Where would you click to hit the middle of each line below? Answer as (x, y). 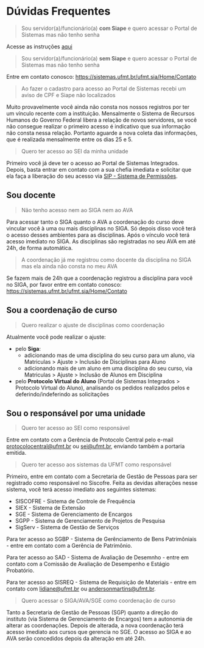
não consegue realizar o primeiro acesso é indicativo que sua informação (98, 126)
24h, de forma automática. (40, 248)
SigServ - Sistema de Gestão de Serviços (67, 528)
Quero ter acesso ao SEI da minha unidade (75, 151)
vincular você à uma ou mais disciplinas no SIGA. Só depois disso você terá (101, 228)
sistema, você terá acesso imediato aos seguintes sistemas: (82, 490)
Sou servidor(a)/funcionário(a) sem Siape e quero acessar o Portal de (109, 58)
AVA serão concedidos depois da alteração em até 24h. (76, 639)
